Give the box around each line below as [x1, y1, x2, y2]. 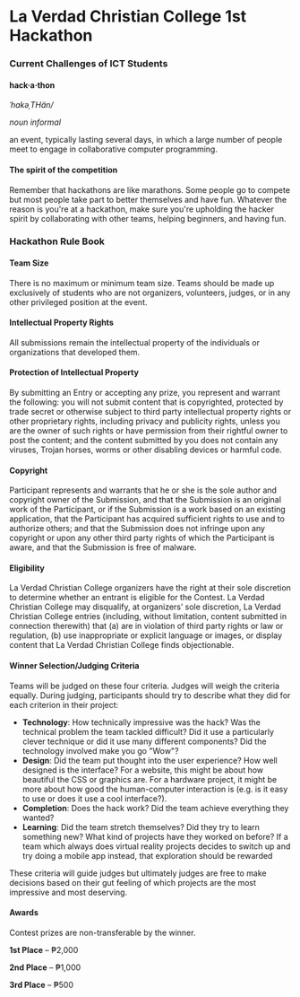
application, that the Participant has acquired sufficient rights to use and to [9, 513, 285, 524]
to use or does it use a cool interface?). [21, 792, 167, 804]
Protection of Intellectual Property [9, 367, 139, 378]
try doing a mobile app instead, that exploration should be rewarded [21, 850, 273, 861]
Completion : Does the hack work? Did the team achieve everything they [21, 802, 289, 813]
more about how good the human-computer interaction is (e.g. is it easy [21, 783, 288, 794]
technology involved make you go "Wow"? [21, 745, 179, 756]
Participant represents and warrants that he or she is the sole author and [9, 485, 278, 495]
